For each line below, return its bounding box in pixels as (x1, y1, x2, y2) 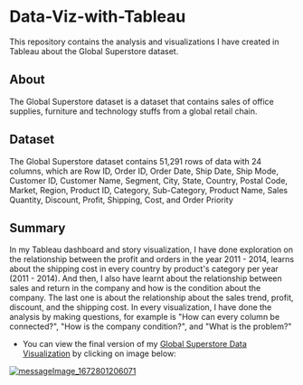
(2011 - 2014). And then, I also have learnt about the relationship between (9, 273, 282, 284)
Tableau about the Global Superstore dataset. (9, 45, 179, 56)
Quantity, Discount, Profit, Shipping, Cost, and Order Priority (9, 194, 233, 205)
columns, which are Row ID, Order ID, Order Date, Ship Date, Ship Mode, (9, 165, 279, 176)
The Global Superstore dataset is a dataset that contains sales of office (9, 96, 274, 107)
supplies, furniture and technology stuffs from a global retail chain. (9, 106, 258, 117)
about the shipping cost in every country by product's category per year (9, 264, 279, 275)
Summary (9, 220, 66, 236)
